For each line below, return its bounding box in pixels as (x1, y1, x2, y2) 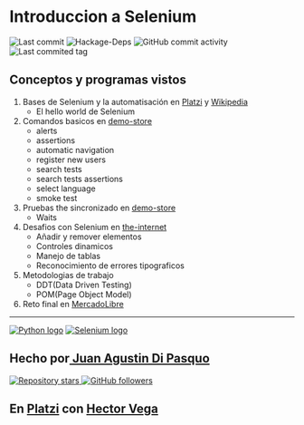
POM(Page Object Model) (35, 288, 133, 300)
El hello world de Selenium (35, 106, 136, 117)
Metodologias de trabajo (22, 269, 115, 280)
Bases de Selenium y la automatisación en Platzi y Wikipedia (22, 96, 249, 107)
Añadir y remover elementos (35, 231, 142, 242)
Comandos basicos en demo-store (22, 115, 152, 126)
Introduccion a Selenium (9, 6, 197, 27)
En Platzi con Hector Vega (9, 401, 158, 416)
